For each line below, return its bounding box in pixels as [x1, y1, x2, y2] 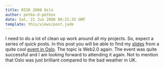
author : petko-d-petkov [5, 12, 56, 17]
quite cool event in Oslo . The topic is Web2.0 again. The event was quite [5, 46, 157, 52]
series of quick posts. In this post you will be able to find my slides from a [5, 41, 159, 47]
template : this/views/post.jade [5, 21, 74, 27]
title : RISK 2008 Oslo [5, 7, 53, 13]
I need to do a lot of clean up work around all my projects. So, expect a [5, 36, 154, 42]
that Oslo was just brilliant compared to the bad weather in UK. [5, 57, 137, 63]
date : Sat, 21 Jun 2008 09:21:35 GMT [5, 17, 86, 22]
